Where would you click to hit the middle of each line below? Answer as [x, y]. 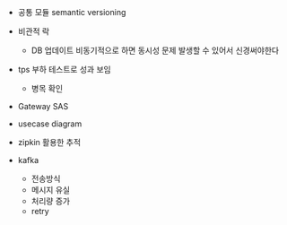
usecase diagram [50, 124]
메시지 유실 [50, 190]
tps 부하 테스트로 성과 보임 [64, 69]
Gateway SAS [43, 106]
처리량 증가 [50, 201]
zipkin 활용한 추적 [49, 142]
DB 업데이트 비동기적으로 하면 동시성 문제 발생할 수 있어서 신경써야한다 [155, 50]
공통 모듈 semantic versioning [72, 12]
